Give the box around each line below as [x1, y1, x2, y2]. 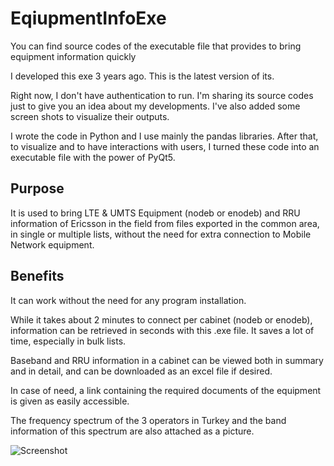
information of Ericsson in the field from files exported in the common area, [10, 217, 320, 229]
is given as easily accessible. [10, 395, 130, 407]
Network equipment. [10, 238, 95, 251]
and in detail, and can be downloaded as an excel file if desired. [10, 365, 273, 377]
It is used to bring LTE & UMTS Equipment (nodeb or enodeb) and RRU [10, 207, 301, 219]
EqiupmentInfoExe [10, 7, 167, 30]
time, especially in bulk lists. [10, 335, 127, 347]
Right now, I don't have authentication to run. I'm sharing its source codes [10, 89, 314, 101]
